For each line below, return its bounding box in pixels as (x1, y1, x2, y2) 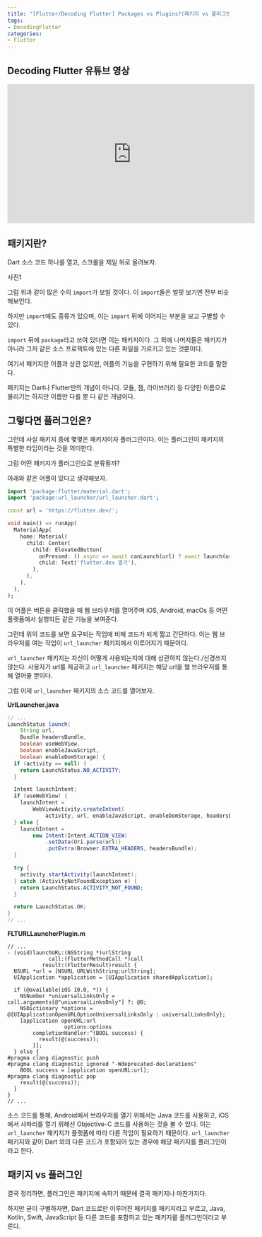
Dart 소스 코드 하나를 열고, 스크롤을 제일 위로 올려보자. (7, 257, 157, 266)
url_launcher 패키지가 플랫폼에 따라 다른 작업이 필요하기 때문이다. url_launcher (7, 1129, 230, 1137)
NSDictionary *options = (20, 1005, 93, 1012)
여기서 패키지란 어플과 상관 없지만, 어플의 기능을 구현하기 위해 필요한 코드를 (7, 359, 215, 368)
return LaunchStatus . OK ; (13, 903, 87, 910)
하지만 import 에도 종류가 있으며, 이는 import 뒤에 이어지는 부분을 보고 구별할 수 (7, 312, 226, 320)
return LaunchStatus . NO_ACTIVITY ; (20, 766, 121, 774)
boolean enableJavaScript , (20, 747, 100, 754)
